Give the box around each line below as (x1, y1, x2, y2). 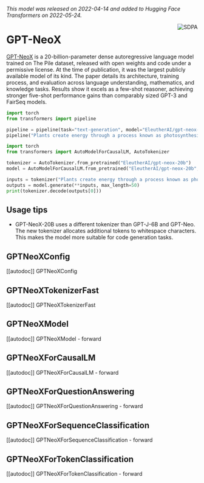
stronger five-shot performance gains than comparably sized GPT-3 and (6, 91, 188, 99)
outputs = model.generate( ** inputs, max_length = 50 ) (6, 182, 140, 188)
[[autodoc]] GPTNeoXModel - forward (6, 335, 101, 342)
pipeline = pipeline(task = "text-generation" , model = (6, 127, 143, 133)
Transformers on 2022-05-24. (6, 12, 82, 19)
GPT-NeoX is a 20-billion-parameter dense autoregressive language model (6, 53, 194, 60)
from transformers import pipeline (6, 116, 97, 122)
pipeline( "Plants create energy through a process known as (6, 132, 162, 139)
